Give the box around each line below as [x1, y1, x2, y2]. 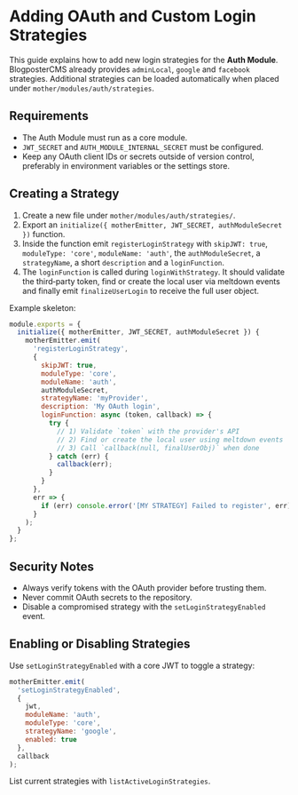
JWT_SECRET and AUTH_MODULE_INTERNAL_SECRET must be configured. [21, 141, 264, 152]
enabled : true [25, 735, 77, 743]
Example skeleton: [9, 302, 76, 313]
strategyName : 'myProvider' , [41, 394, 149, 403]
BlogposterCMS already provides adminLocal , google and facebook [9, 64, 250, 75]
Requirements [9, 108, 89, 123]
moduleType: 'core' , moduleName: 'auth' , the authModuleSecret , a [21, 247, 261, 258]
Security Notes [9, 559, 95, 574]
